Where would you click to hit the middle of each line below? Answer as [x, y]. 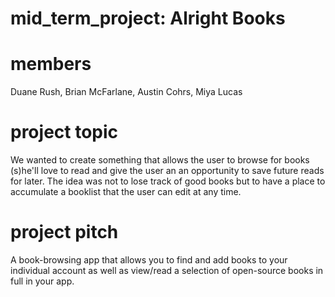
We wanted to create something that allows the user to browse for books [160, 160]
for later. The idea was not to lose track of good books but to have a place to [168, 181]
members [51, 64]
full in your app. [42, 281]
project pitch [64, 232]
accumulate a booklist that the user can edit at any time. [126, 192]
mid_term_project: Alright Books [148, 18]
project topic [64, 132]
